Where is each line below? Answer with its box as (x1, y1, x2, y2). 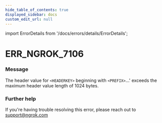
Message (5, 66, 29, 73)
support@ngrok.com (5, 112, 48, 118)
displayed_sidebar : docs (5, 12, 57, 17)
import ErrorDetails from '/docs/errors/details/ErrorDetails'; (5, 31, 128, 37)
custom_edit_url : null (5, 17, 53, 22)
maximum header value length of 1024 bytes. (5, 82, 99, 88)
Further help (5, 95, 36, 102)
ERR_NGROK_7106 (5, 48, 84, 59)
